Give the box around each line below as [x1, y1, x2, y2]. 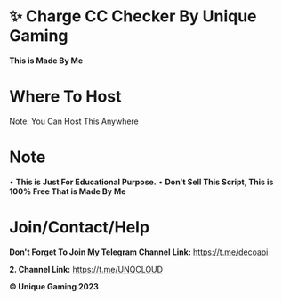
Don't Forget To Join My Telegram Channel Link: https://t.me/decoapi [9, 247, 269, 257]
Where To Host [9, 86, 122, 107]
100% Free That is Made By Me [9, 185, 126, 197]
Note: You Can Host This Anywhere [9, 116, 140, 126]
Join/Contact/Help [9, 217, 149, 237]
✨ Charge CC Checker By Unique [9, 6, 257, 27]
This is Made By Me [9, 55, 84, 66]
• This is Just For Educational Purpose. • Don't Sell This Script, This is [9, 176, 274, 187]
